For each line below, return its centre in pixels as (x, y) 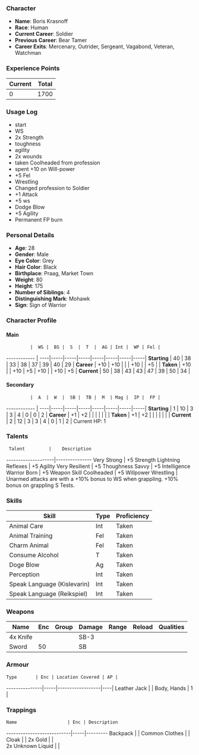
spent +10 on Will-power (45, 169)
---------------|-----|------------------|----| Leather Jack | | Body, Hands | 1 (99, 688)
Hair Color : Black (36, 267)
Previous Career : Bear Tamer (51, 41)
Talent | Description (50, 449)
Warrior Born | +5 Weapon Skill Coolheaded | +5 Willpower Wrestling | (92, 473)
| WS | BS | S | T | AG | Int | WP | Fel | (95, 347)
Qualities (171, 627)
